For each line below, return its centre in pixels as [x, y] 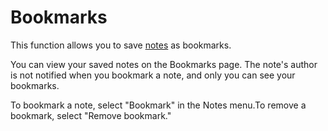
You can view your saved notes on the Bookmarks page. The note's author [164, 64]
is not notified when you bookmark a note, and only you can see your [153, 75]
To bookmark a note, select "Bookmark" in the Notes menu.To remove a [158, 105]
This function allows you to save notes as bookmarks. [121, 45]
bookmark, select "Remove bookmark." [91, 115]
